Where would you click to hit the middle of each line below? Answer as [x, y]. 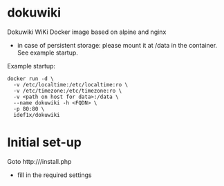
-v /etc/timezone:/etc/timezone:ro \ [68, 91]
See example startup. [47, 53]
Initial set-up [44, 142]
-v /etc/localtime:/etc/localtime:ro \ [71, 84]
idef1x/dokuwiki [37, 115]
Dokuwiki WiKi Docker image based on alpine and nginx [87, 32]
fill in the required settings [54, 175]
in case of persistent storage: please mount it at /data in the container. [117, 45]
